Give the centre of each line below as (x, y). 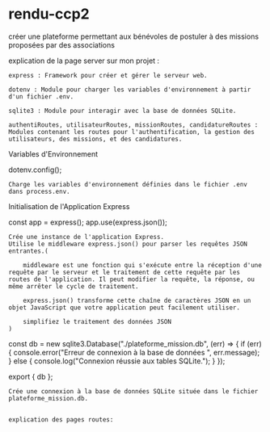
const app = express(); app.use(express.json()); (88, 222)
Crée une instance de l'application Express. (86, 237)
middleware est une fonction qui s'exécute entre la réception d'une (143, 265)
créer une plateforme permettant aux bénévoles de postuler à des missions (134, 36)
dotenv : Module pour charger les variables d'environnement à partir (130, 90)
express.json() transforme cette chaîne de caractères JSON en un (137, 300)
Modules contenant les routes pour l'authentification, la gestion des (131, 132)
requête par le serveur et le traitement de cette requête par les (124, 272)
